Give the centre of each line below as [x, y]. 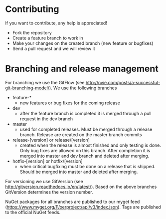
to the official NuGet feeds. [33, 212]
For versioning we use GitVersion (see [44, 181]
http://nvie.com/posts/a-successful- [123, 82]
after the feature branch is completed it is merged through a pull [85, 113]
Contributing [32, 9]
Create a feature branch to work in [48, 38]
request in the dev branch [46, 119]
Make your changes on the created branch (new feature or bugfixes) [83, 43]
